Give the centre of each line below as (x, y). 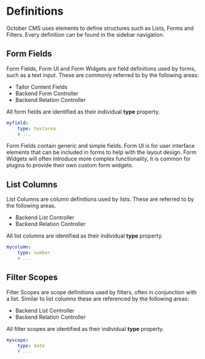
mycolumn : (19, 247)
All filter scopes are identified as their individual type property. (85, 328)
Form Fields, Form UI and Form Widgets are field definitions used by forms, (101, 68)
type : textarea (37, 129)
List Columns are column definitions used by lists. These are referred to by (100, 199)
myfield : (17, 123)
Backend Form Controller (47, 93)
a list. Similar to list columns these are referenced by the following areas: (98, 299)
